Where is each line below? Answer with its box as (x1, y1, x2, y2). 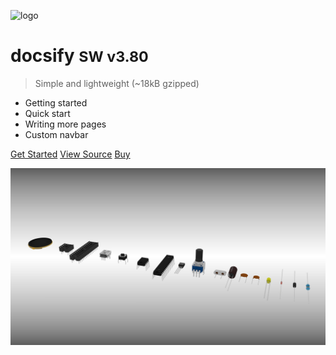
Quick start (24, 107, 71, 119)
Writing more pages (24, 118, 107, 130)
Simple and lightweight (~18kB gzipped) (34, 77, 200, 89)
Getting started (24, 96, 88, 109)
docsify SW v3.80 (10, 45, 149, 67)
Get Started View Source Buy (10, 148, 131, 160)
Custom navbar (24, 128, 89, 140)
